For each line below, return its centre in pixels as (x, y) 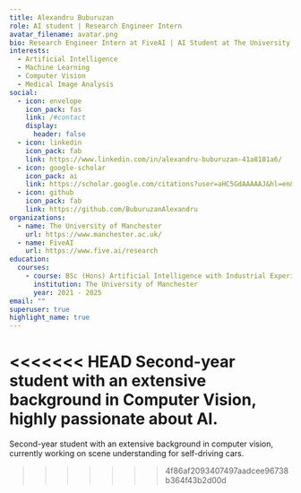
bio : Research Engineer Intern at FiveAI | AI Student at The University (150, 43)
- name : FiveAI (46, 243)
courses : (34, 268)
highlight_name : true (50, 318)
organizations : (38, 217)
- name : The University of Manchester (90, 226)
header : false (60, 134)
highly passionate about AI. (114, 419)
